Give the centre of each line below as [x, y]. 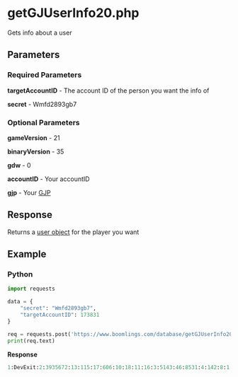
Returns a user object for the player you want [73, 232]
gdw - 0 [19, 165]
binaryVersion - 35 [36, 151]
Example [27, 254]
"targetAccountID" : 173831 [60, 315]
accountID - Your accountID [49, 179]
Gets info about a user [40, 33]
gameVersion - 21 [34, 138]
